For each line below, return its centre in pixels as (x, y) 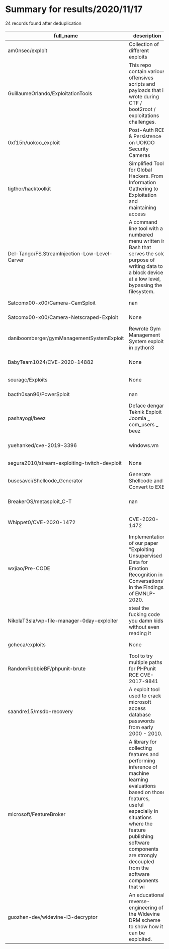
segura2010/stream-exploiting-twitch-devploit (65, 463)
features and (144, 754)
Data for (139, 562)
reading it (140, 633)
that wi (137, 886)
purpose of (142, 260)
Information (143, 182)
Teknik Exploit (145, 412)
